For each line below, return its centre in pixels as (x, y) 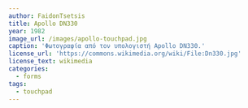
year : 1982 (27, 31)
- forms (29, 76)
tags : (17, 84)
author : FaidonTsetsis (47, 16)
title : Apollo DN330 (44, 24)
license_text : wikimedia (50, 62)
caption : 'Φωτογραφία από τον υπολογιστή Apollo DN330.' (107, 46)
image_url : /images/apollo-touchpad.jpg (78, 39)
